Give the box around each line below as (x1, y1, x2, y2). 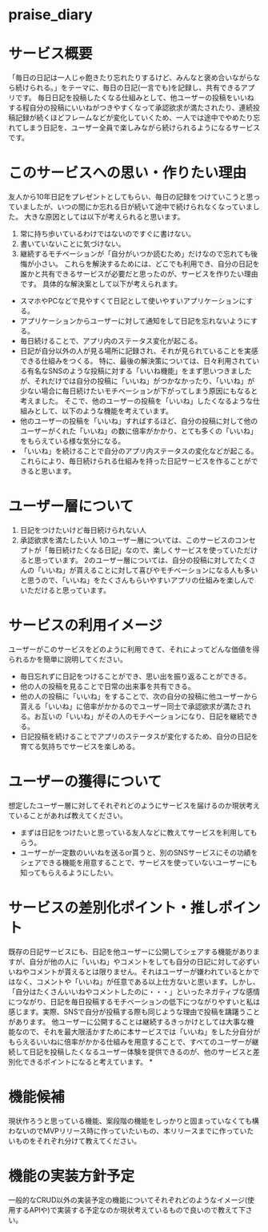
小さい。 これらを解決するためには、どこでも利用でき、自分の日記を (34, 259, 260, 269)
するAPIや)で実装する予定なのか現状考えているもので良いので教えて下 (14, 1205, 246, 1214)
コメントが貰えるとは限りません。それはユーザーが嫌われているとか (29, 967, 253, 976)
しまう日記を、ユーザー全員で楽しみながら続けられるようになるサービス (22, 123, 261, 133)
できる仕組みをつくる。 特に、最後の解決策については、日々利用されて (19, 356, 253, 366)
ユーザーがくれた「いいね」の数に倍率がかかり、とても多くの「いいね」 (19, 426, 258, 436)
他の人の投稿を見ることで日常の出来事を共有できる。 (19, 681, 196, 690)
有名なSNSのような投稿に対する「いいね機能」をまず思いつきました (26, 366, 252, 376)
